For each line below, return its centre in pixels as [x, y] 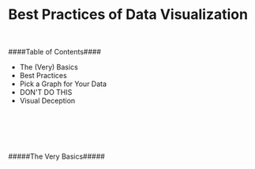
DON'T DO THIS [46, 92]
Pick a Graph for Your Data [63, 84]
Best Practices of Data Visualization [128, 15]
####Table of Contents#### [54, 51]
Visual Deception [47, 100]
